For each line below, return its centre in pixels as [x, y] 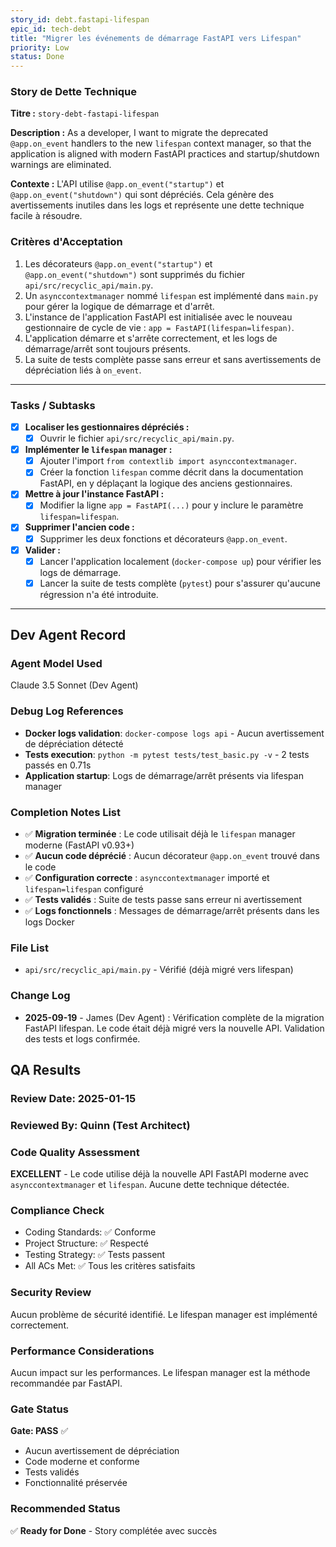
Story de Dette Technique [74, 92]
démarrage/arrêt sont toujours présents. [107, 348]
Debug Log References [67, 711]
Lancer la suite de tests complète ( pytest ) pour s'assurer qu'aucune [180, 583]
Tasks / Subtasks [53, 405]
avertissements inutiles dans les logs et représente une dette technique [157, 205]
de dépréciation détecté [74, 743]
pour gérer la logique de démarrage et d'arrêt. [119, 306]
